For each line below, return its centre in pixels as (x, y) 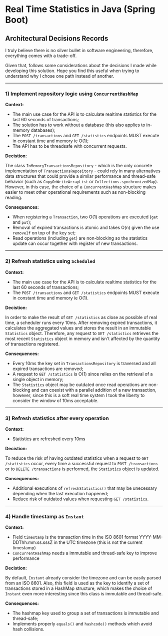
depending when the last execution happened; (60, 493)
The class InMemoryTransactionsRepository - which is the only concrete (79, 166)
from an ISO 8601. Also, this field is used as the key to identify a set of (77, 583)
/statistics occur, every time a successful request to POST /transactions (81, 463)
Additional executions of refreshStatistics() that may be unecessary (85, 488)
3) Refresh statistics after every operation (57, 418)
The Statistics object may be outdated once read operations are (80, 385)
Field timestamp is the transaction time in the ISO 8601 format (75, 537)
